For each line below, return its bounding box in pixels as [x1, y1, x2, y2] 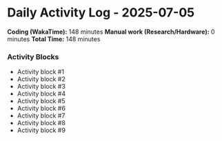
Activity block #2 [17, 75, 65, 83]
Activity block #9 [17, 126, 65, 135]
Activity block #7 [17, 111, 65, 120]
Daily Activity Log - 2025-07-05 [7, 5, 195, 21]
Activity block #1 [17, 67, 64, 76]
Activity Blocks [7, 52, 59, 61]
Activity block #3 [17, 83, 65, 91]
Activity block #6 [17, 105, 65, 113]
